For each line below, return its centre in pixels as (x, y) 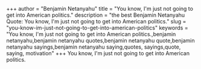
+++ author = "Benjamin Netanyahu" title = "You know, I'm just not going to (100, 9)
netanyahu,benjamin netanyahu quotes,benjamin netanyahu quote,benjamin (101, 40)
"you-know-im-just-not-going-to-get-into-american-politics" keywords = (97, 28)
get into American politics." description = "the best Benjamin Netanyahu (96, 15)
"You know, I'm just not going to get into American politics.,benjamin (91, 34)
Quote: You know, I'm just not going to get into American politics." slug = (96, 21)
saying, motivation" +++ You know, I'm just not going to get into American (98, 53)
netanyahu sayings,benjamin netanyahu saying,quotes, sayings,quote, (94, 47)
